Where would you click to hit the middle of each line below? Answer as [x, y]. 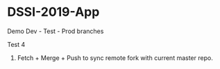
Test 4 [16, 44]
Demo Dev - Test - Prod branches [56, 31]
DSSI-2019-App [53, 12]
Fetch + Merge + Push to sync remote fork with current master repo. [115, 58]
